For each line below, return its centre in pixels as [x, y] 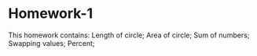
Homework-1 [51, 14]
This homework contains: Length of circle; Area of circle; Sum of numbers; [129, 35]
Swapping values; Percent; [51, 43]
